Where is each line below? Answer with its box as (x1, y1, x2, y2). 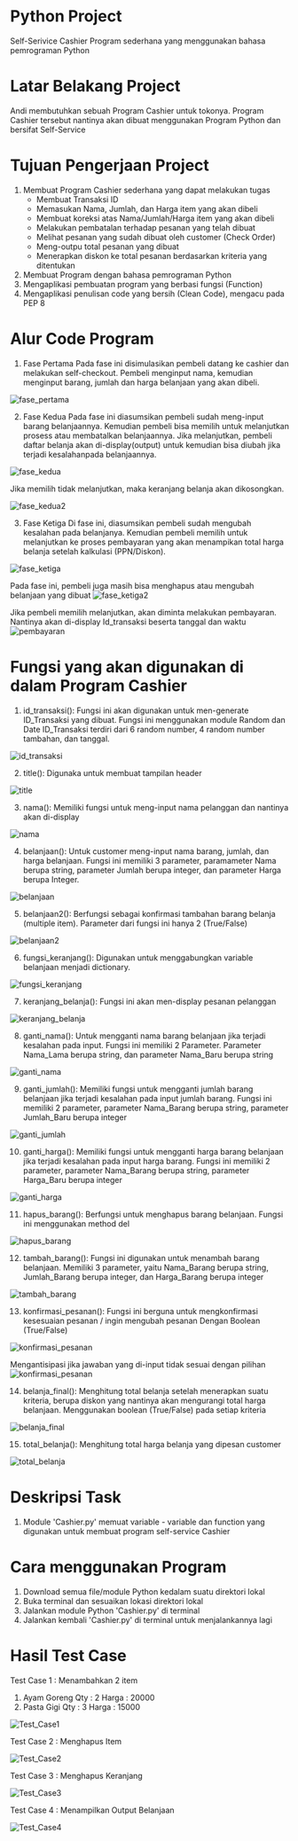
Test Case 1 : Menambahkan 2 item (10, 1674, 138, 1686)
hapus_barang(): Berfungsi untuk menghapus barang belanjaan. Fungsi (22, 1209, 284, 1219)
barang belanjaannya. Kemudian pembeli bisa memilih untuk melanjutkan (22, 420, 289, 431)
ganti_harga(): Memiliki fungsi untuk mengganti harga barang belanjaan (22, 1146, 285, 1156)
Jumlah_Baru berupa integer (22, 1111, 128, 1123)
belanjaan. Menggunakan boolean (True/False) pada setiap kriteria (22, 1404, 267, 1415)
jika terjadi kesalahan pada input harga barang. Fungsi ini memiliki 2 (22, 1156, 271, 1166)
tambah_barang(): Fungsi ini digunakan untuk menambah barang (22, 1252, 260, 1263)
